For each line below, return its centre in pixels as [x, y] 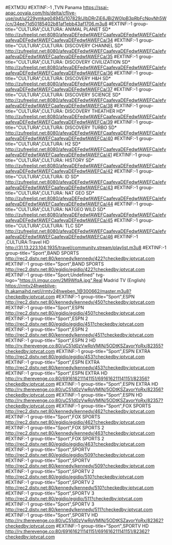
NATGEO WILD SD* [85, 209]
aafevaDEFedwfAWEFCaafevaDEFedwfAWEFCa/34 [59, 40]
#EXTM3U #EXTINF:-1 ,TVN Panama [44, 7]
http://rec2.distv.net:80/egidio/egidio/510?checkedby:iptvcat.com [75, 477]
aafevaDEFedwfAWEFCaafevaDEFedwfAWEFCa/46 [59, 237]
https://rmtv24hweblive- [31, 286]
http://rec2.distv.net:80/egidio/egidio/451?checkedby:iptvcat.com [75, 324]
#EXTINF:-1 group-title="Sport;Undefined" [50, 275]
